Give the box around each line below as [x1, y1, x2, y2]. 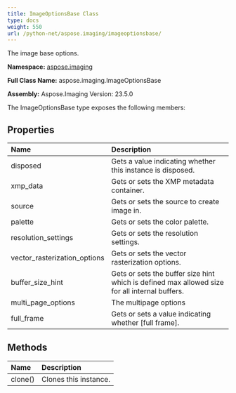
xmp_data [11, 181, 44, 191]
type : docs [7, 17, 39, 24]
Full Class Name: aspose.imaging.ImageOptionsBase [7, 76, 162, 85]
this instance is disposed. [111, 166, 195, 175]
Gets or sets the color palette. [111, 217, 209, 227]
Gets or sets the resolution [111, 229, 199, 239]
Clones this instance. [41, 374, 111, 384]
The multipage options [111, 298, 186, 307]
